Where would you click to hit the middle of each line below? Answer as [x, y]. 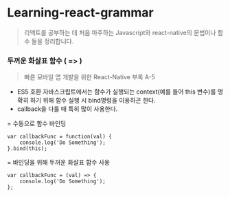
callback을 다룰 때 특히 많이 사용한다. [67, 109]
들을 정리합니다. [53, 41]
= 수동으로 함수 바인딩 [37, 124]
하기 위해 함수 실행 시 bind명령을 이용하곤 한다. [93, 101]
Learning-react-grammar [80, 13]
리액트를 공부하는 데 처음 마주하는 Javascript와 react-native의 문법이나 [120, 32]
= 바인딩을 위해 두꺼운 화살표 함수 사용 [58, 163]
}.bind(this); [27, 149]
